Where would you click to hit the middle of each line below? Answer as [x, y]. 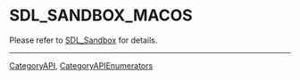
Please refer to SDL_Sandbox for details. [83, 40]
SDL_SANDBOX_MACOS [101, 16]
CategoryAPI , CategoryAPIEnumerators [81, 65]
